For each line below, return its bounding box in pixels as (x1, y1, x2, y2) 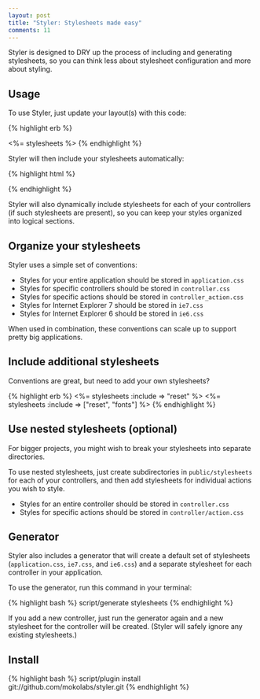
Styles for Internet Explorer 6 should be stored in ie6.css (19, 309, 204, 318)
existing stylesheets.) (8, 631, 77, 640)
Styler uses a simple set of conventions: (8, 261, 137, 269)
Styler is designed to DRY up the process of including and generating (8, 48, 233, 57)
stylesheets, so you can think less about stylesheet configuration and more (8, 56, 251, 65)
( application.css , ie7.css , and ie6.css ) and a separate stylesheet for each (8, 560, 252, 569)
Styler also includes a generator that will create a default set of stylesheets (8, 551, 251, 560)
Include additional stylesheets (8, 355, 159, 368)
